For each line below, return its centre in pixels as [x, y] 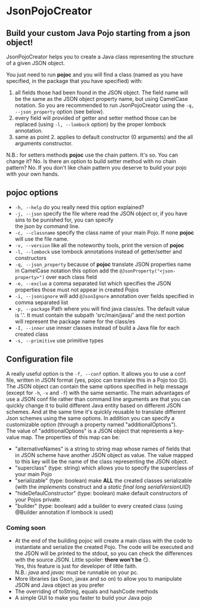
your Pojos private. [38, 499]
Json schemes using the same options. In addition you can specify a [90, 418]
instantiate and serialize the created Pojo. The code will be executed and [104, 547]
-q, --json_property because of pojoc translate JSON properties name [103, 264]
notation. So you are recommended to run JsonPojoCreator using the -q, [104, 105]
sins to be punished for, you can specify [64, 220]
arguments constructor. [44, 143]
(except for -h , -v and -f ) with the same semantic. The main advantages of [98, 393]
